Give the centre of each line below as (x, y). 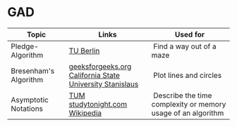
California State (94, 75)
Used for (190, 34)
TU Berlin (84, 51)
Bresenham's (33, 71)
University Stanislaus (104, 83)
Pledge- (25, 46)
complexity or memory (189, 104)
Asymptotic (30, 100)
